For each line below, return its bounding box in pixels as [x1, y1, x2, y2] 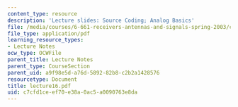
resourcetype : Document [7, 75, 78, 83]
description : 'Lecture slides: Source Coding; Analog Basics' [7, 17, 195, 24]
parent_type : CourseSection [7, 63, 91, 70]
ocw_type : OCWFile [7, 50, 62, 57]
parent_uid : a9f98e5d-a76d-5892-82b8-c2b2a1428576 [7, 69, 160, 76]
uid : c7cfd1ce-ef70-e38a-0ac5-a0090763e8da [7, 89, 138, 96]
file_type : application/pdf [7, 30, 91, 37]
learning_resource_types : [7, 37, 84, 44]
